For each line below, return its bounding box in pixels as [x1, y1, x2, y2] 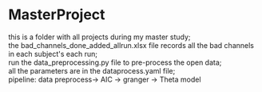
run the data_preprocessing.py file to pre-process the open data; [8, 58, 222, 67]
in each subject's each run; [8, 49, 98, 58]
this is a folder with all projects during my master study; [8, 32, 191, 42]
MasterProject [8, 6, 105, 24]
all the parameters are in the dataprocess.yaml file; [8, 66, 176, 75]
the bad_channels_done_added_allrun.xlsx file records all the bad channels [8, 40, 254, 50]
